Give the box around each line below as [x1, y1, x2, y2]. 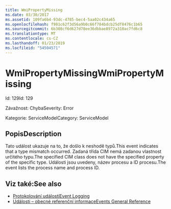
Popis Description [5, 129, 62, 138]
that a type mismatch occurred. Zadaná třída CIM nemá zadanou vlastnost [5, 148, 162, 154]
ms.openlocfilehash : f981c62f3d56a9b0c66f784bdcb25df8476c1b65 [5, 21, 143, 27]
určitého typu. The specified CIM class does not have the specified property [5, 154, 164, 160]
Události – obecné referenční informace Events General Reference [12, 198, 151, 204]
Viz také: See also [5, 179, 62, 188]
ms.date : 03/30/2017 [5, 12, 50, 17]
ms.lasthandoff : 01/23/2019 [5, 41, 65, 46]
